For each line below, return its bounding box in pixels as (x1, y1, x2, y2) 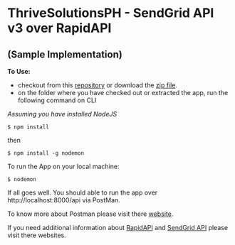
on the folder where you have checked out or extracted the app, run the (17, 89, 229, 97)
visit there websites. (7, 231, 66, 239)
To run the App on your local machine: (7, 162, 120, 170)
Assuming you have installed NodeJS (7, 110, 117, 118)
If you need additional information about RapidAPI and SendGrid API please (7, 224, 229, 232)
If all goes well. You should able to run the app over (7, 188, 158, 197)
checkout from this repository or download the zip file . (17, 81, 178, 89)
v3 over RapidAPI (7, 20, 112, 36)
